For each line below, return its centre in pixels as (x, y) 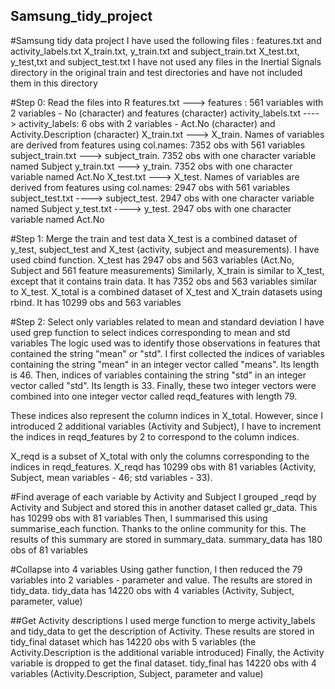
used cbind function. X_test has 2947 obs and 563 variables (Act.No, (152, 260)
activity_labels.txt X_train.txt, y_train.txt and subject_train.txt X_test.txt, (155, 51)
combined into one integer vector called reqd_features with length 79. (154, 396)
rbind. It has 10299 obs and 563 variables (96, 302)
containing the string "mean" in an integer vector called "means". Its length (165, 364)
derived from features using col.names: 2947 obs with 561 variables (150, 187)
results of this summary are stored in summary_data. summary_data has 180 (166, 539)
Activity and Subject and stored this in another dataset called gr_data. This (164, 507)
